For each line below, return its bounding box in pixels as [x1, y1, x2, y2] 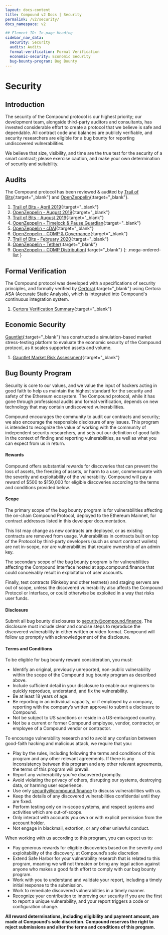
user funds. [5, 595, 29, 602]
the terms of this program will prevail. [12, 766, 90, 772]
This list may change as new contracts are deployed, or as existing [5, 527, 143, 534]
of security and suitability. [5, 161, 59, 167]
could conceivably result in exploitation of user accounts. [5, 570, 124, 576]
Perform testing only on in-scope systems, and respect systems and [12, 804, 154, 810]
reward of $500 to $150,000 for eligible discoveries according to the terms [5, 479, 159, 485]
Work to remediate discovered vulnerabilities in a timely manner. [12, 888, 145, 894]
